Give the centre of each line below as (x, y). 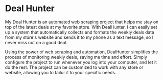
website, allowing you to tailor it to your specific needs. (61, 72)
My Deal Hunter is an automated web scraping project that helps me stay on (82, 22)
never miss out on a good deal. (36, 42)
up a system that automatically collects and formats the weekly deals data (80, 32)
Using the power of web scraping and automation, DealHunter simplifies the (81, 52)
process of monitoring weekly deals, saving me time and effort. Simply (76, 57)
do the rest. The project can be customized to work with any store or (74, 67)
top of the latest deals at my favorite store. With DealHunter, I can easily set (81, 27)
